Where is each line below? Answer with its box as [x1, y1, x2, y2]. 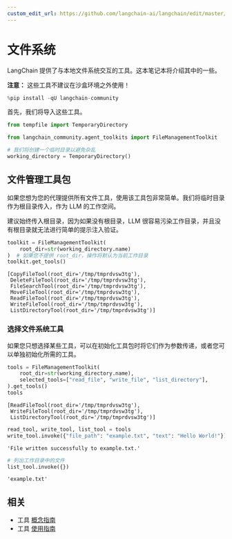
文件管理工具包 [7, 174, 71, 186]
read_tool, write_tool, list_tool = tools [7, 426, 131, 433]
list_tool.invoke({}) [7, 463, 70, 470]
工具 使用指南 [17, 525, 56, 533]
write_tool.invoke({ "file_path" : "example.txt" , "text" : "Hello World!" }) [7, 432, 227, 439]
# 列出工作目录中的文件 [7, 457, 66, 464]
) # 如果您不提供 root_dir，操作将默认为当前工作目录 [7, 252, 148, 259]
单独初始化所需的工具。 [12, 350, 80, 358]
